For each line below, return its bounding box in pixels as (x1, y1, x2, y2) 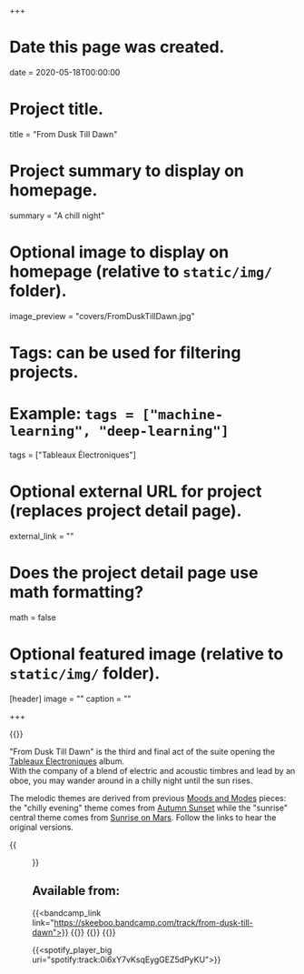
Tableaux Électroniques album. (9, 756, 125, 767)
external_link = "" (9, 530, 74, 541)
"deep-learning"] (98, 423, 230, 440)
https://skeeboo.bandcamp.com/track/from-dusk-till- (54, 917, 254, 928)
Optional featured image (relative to (9, 643, 284, 664)
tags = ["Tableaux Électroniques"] (9, 449, 136, 460)
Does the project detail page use (9, 563, 259, 583)
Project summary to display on (9, 161, 245, 182)
